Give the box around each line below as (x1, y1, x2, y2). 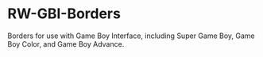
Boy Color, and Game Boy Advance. (7, 39, 125, 48)
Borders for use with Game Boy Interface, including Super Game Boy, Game (7, 31, 255, 40)
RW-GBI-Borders (7, 5, 121, 23)
